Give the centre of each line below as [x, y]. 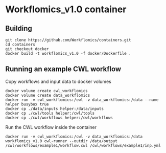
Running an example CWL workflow [63, 69]
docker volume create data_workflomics [48, 95]
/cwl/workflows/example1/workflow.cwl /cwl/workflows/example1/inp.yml [83, 145]
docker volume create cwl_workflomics [46, 91]
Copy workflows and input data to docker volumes [58, 81]
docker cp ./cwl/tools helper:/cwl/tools [50, 113]
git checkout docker [27, 49]
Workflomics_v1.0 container [66, 9]
